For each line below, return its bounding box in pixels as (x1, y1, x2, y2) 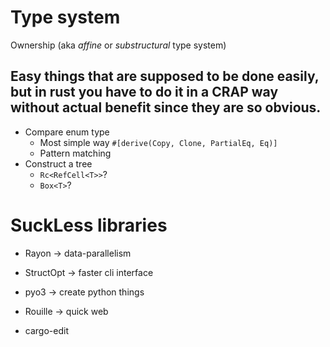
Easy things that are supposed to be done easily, (10, 68, 320, 85)
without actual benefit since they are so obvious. (10, 99, 322, 116)
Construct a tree (24, 157, 93, 170)
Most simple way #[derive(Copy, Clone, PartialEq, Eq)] (39, 136, 278, 148)
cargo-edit (24, 324, 69, 336)
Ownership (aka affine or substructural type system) (10, 39, 227, 51)
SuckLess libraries (10, 214, 168, 236)
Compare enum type (24, 126, 110, 138)
